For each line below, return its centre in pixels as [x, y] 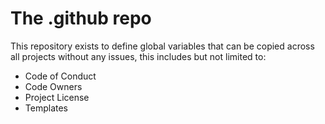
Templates [46, 108]
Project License [57, 97]
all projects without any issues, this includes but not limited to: [138, 56]
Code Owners [53, 86]
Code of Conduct [60, 76]
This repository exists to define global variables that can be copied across [162, 46]
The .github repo [81, 18]
